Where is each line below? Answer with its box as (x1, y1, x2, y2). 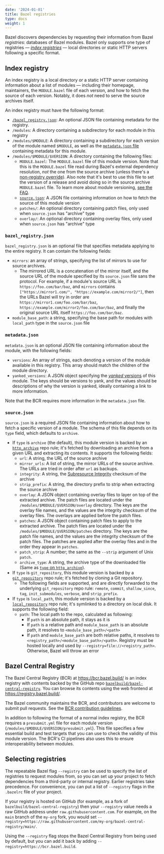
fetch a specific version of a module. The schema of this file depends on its (5, 425, 158, 431)
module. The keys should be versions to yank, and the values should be (12, 378, 157, 383)
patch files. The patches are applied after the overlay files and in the (19, 538, 158, 544)
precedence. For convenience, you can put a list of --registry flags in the (5, 783, 155, 789)
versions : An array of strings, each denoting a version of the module (12, 357, 150, 363)
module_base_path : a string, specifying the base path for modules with (12, 315, 153, 321)
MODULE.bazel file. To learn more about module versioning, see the (19, 185, 153, 190)
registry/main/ (5, 824, 36, 829)
